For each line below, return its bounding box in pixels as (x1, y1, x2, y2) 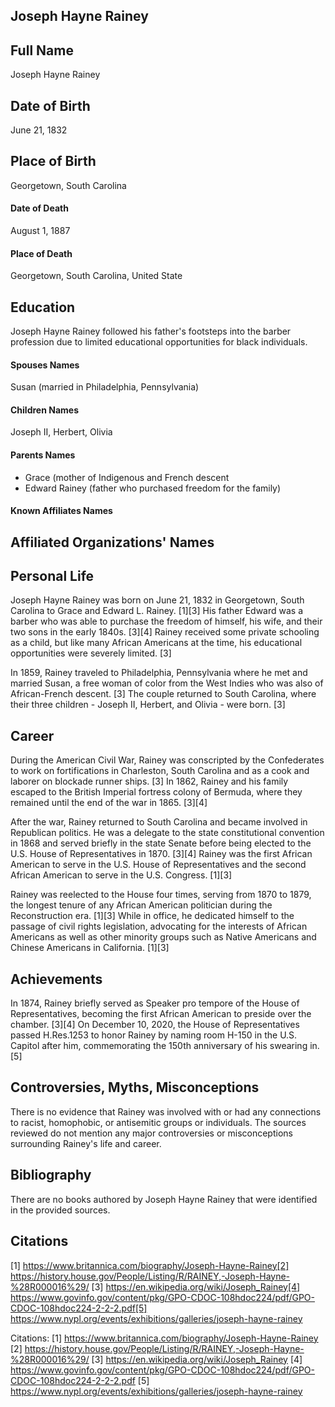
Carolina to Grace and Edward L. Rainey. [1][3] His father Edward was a (10, 605, 304, 617)
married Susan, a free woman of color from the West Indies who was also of (10, 677, 324, 689)
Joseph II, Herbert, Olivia (10, 426, 113, 438)
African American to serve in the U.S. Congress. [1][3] (10, 869, 233, 881)
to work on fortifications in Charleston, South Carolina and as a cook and (10, 765, 310, 777)
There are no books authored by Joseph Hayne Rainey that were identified (10, 1193, 318, 1205)
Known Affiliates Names (10, 505, 113, 517)
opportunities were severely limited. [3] (10, 647, 172, 659)
